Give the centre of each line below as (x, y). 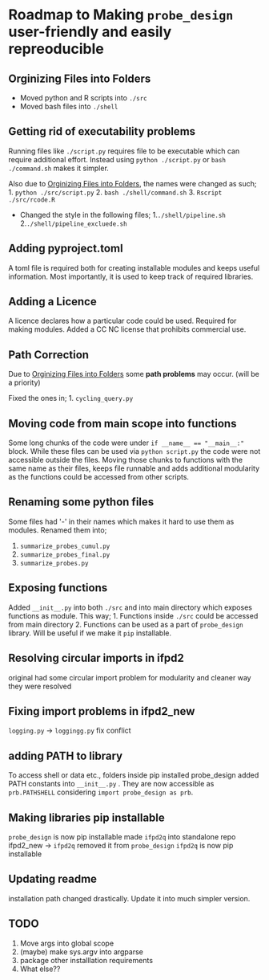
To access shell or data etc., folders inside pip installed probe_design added (134, 775)
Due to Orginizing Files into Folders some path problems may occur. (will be (134, 374)
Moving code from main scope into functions (122, 423)
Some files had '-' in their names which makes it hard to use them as (121, 521)
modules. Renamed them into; (58, 530)
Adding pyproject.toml (66, 249)
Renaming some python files (81, 502)
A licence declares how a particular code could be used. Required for (122, 321)
